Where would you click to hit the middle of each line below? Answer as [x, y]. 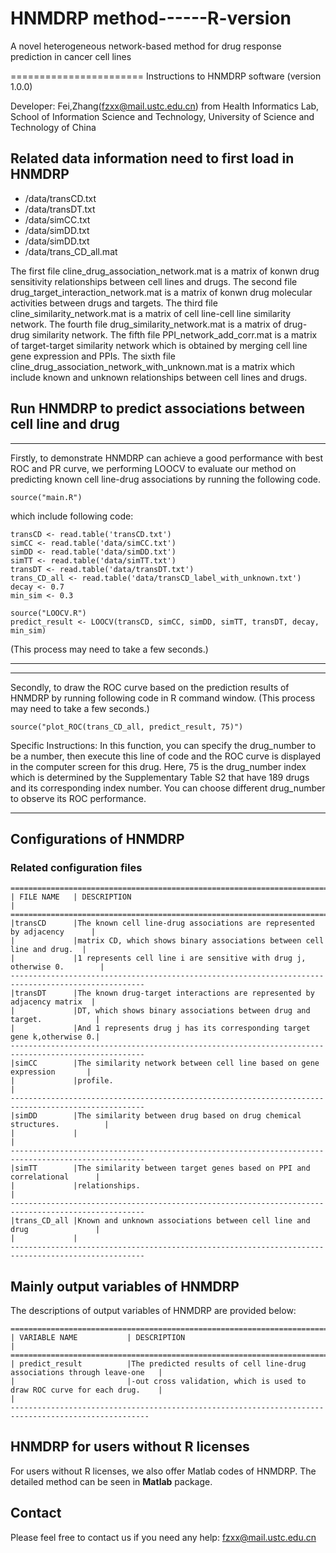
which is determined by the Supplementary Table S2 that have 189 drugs [160, 777]
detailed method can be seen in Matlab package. [111, 1481]
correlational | [55, 1177]
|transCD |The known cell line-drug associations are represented [162, 923]
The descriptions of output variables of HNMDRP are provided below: [153, 1311]
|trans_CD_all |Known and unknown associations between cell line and [160, 1221]
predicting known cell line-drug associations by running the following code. [165, 479]
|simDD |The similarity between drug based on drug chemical [156, 1116]
